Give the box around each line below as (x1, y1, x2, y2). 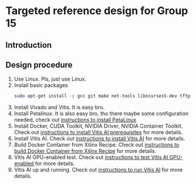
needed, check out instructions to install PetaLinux (13, 116, 137, 123)
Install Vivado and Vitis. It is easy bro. (13, 104, 105, 111)
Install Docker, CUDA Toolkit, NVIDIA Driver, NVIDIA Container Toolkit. (13, 122, 183, 130)
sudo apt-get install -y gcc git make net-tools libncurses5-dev (13, 93, 177, 99)
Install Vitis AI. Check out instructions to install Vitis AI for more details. (13, 135, 185, 142)
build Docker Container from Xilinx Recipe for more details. (13, 148, 157, 155)
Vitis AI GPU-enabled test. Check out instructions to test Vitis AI (13, 154, 168, 161)
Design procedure (5, 60, 73, 70)
